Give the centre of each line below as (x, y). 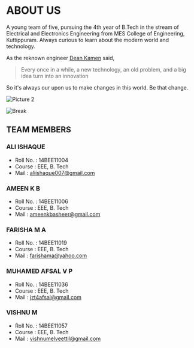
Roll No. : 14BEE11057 (41, 326)
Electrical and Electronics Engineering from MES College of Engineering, (96, 33)
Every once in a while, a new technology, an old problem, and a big (104, 69)
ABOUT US (34, 11)
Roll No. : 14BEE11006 (42, 201)
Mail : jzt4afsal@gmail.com (48, 297)
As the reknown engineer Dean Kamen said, (60, 58)
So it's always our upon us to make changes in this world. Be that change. (97, 87)
